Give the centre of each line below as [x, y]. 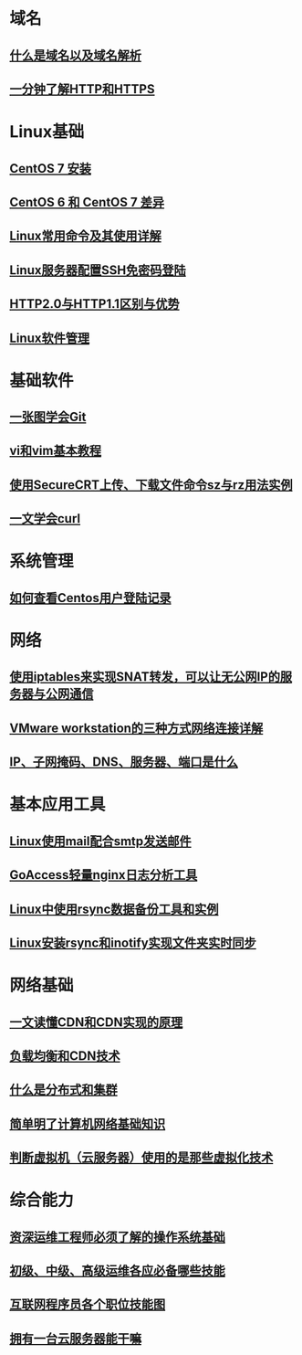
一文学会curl [45, 519]
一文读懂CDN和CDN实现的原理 [96, 1022]
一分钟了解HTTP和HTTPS [82, 89]
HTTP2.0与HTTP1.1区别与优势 [94, 304]
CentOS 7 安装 [50, 169]
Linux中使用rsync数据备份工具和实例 [114, 909]
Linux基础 [47, 132]
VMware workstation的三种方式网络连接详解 [136, 728]
